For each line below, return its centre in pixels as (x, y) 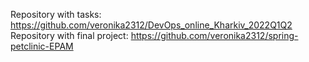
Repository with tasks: (56, 14)
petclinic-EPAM (42, 46)
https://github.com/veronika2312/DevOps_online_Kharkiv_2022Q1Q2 (151, 25)
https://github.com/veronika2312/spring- (214, 35)
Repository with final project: (69, 35)
